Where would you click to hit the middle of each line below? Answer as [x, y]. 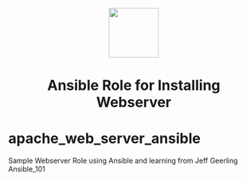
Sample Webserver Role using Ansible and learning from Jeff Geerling [123, 161]
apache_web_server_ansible [105, 139]
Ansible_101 [27, 169]
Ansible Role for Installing [134, 85]
